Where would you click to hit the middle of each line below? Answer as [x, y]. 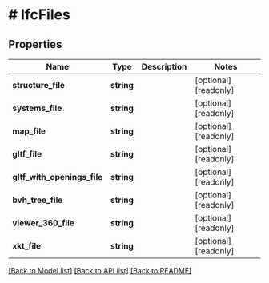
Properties [35, 44]
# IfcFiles [39, 15]
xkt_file [27, 246]
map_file [29, 131]
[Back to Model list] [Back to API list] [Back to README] [100, 271]
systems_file [37, 108]
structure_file [39, 85]
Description [164, 67]
